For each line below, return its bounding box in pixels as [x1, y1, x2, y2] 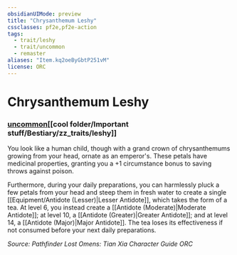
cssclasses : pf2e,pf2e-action [7, 23, 98, 31]
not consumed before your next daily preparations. [7, 226, 157, 234]
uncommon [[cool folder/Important [7, 119, 130, 129]
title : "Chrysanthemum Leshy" [7, 17, 98, 24]
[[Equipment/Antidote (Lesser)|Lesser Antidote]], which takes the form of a [7, 196, 228, 205]
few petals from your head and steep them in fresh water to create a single [7, 188, 227, 197]
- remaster [14, 50, 46, 58]
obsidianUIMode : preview [7, 10, 81, 18]
